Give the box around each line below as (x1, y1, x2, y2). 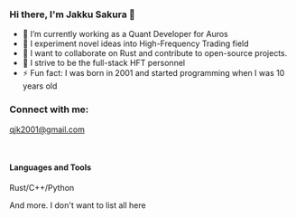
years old (22, 81, 58, 91)
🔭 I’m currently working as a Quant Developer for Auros (22, 29, 228, 40)
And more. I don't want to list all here (9, 199, 146, 211)
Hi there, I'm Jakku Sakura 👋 (9, 8, 135, 21)
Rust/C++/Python (9, 182, 75, 193)
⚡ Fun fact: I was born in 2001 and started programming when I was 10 (22, 68, 285, 79)
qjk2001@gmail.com (9, 124, 86, 135)
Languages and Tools (9, 162, 92, 173)
